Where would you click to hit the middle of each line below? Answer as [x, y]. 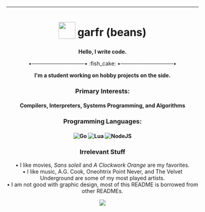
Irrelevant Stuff [103, 152]
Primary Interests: [103, 91]
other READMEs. [103, 191]
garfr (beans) [112, 33]
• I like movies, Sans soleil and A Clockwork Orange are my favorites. [103, 165]
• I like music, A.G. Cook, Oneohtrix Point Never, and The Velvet [103, 172]
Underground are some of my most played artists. [103, 178]
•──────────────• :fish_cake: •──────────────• [103, 63]
